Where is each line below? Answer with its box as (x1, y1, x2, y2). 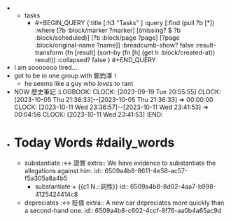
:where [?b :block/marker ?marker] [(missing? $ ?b (34, 26, 181, 34)
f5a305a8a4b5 (24, 174, 68, 182)
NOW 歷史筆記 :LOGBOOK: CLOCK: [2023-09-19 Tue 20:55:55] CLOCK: (13, 88, 221, 96)
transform (34, 48, 64, 57)
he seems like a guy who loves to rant (24, 80, 134, 87)
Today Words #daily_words (13, 135, 175, 151)
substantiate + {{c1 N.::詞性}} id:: (34, 182, 129, 191)
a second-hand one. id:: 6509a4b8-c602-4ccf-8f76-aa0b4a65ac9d (24, 206, 222, 214)
